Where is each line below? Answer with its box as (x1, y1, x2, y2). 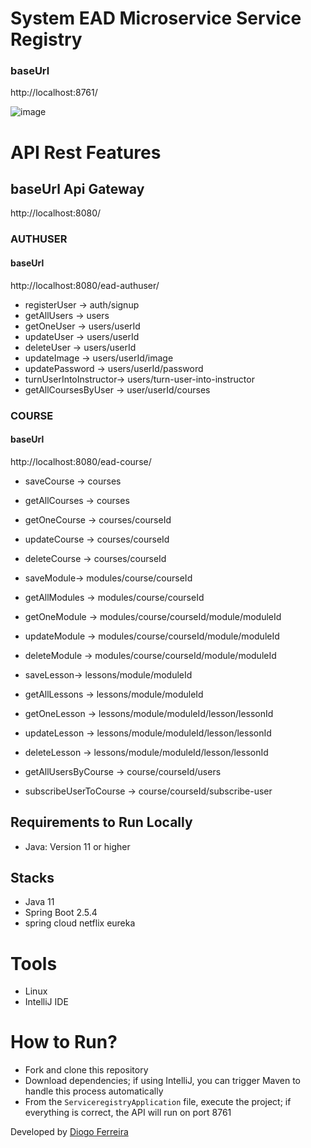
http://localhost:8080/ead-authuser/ (10, 279, 160, 291)
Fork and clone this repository (24, 1064, 149, 1076)
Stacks (10, 869, 55, 886)
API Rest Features (10, 141, 162, 164)
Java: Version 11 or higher (24, 840, 131, 852)
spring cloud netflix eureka (24, 917, 136, 929)
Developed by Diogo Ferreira (10, 1126, 129, 1138)
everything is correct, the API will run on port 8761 (24, 1107, 232, 1119)
